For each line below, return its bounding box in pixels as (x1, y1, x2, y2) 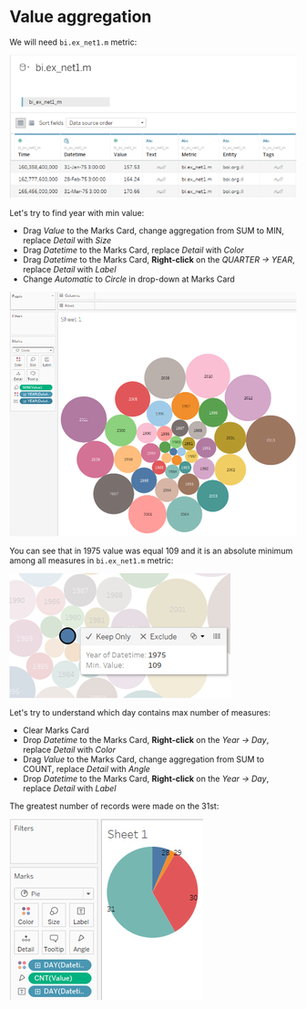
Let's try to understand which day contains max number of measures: (9, 706, 271, 717)
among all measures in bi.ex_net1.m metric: (9, 554, 174, 566)
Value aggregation (9, 6, 152, 27)
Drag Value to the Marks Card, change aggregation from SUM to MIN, (22, 225, 285, 236)
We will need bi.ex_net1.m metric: (9, 36, 138, 47)
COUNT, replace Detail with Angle (22, 763, 150, 774)
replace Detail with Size (22, 234, 112, 245)
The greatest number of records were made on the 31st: (9, 800, 219, 811)
